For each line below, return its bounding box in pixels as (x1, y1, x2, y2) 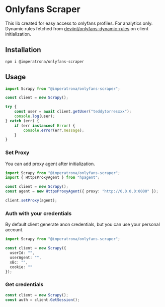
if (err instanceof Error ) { (14, 123, 75, 128)
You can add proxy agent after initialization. (5, 161, 96, 167)
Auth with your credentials (5, 210, 72, 217)
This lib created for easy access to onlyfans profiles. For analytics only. (5, 20, 153, 26)
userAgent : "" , (10, 255, 42, 260)
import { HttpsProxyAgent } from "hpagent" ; (5, 175, 100, 180)
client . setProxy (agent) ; (5, 198, 57, 203)
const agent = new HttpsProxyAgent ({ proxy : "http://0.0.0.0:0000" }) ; (5, 189, 158, 194)
